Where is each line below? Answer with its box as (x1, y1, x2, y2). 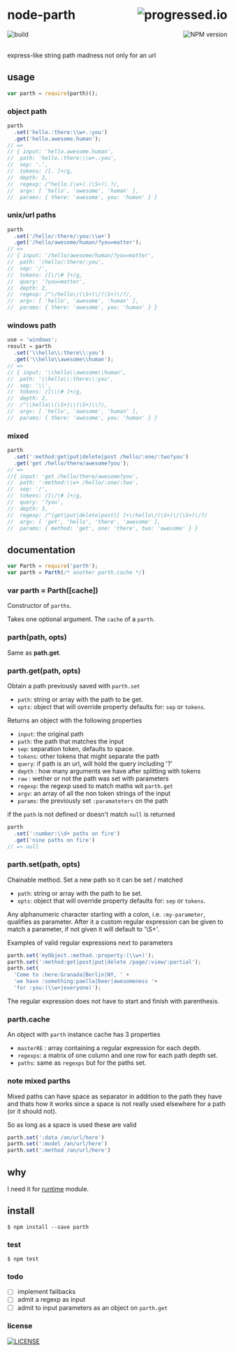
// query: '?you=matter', (7, 278, 86, 285)
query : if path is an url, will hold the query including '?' (17, 759, 173, 768)
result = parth (7, 343, 52, 350)
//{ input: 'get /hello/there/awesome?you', (7, 472, 139, 480)
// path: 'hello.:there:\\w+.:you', (7, 154, 117, 162)
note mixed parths (7, 1076, 71, 1086)
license (7, 1321, 33, 1331)
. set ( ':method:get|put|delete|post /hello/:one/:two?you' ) (13, 453, 189, 460)
